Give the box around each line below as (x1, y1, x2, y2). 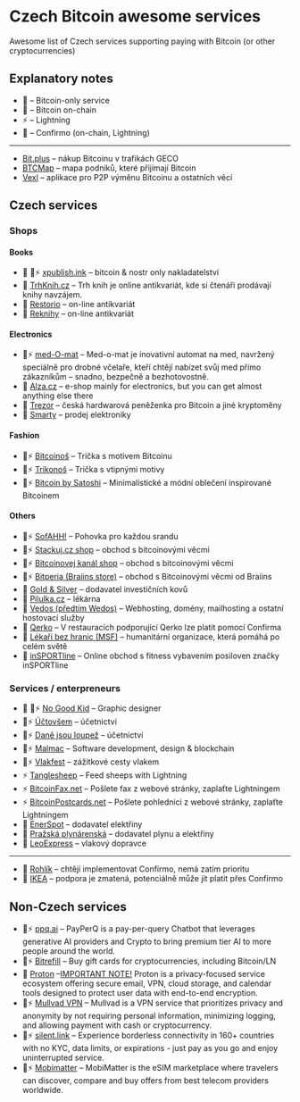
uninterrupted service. (21, 1052, 104, 1063)
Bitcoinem (21, 489, 60, 501)
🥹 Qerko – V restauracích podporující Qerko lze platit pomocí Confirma (21, 622, 282, 632)
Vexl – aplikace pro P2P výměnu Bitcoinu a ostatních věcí (21, 171, 233, 182)
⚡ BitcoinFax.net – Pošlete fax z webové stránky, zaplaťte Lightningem (21, 783, 281, 794)
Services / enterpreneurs (9, 681, 121, 694)
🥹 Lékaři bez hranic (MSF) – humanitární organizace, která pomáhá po (21, 631, 280, 642)
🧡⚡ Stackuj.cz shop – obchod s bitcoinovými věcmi (21, 544, 210, 555)
